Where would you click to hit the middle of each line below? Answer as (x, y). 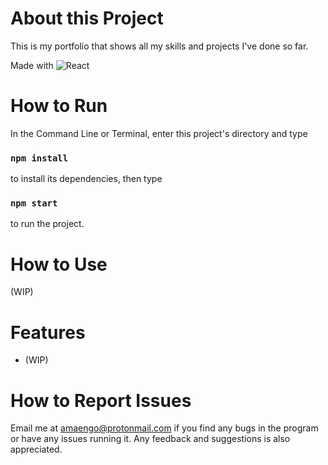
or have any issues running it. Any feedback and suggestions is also (150, 439)
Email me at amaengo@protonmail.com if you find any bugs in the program (164, 428)
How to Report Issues (101, 400)
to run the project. (47, 224)
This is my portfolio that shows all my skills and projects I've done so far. (159, 46)
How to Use (59, 264)
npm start (34, 203)
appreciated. (36, 449)
